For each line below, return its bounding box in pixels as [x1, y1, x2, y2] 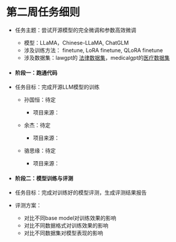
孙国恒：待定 [23, 96, 56, 104]
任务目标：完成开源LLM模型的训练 [14, 83, 100, 90]
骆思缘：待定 [23, 147, 56, 155]
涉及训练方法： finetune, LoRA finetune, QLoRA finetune [23, 46, 163, 54]
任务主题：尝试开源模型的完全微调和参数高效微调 [14, 26, 136, 34]
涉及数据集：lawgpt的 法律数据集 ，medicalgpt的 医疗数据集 [23, 54, 170, 61]
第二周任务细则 [6, 5, 80, 19]
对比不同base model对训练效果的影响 [23, 214, 117, 222]
